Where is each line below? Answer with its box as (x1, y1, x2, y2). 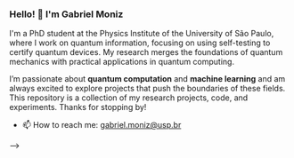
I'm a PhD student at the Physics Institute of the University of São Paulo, (9, 28, 274, 39)
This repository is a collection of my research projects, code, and (9, 92, 249, 103)
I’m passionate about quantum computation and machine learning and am (9, 74, 286, 84)
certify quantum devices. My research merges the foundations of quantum (9, 47, 283, 58)
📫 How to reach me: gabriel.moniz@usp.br (21, 120, 182, 130)
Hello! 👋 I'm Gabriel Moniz (9, 8, 124, 20)
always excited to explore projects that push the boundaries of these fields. (9, 83, 286, 94)
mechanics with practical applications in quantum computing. (9, 57, 234, 67)
